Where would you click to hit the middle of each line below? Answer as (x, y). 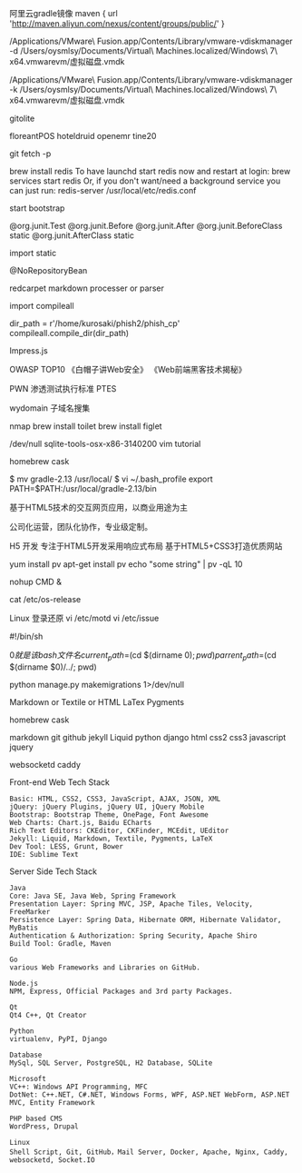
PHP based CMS (36, 1118)
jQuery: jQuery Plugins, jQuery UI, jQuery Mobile (107, 807)
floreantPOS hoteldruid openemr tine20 (83, 136)
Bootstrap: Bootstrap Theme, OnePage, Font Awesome (109, 815)
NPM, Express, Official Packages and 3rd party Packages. (121, 991)
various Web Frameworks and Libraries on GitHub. (105, 967)
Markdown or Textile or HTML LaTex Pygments (97, 701)
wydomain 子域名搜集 (50, 408)
